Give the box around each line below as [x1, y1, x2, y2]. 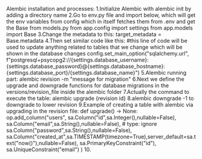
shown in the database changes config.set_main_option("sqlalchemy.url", [6, 50, 189, 57]
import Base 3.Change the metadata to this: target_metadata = [6, 31, 162, 38]
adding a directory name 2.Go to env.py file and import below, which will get [6, 11, 196, 19]
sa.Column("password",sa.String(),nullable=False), [6, 126, 132, 134]
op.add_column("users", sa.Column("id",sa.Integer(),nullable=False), [6, 114, 177, 121]
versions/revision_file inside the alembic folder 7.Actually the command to [6, 89, 189, 95]
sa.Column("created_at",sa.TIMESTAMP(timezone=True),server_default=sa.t [6, 133, 197, 140]
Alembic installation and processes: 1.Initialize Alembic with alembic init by [6, 5, 192, 12]
